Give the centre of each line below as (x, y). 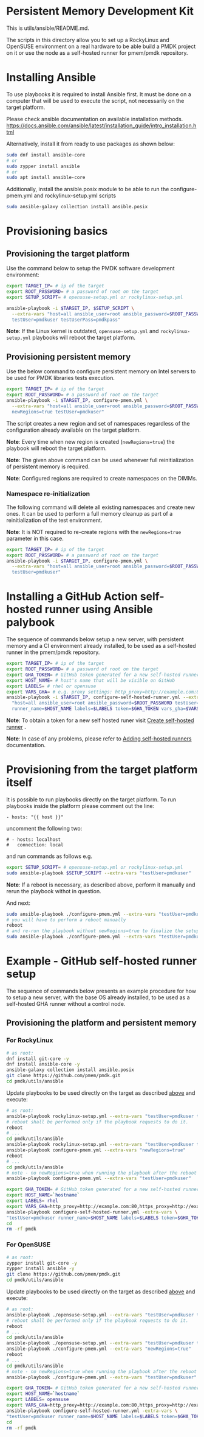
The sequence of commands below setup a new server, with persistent (95, 639)
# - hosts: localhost (34, 839)
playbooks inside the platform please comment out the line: (80, 806)
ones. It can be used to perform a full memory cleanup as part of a (90, 513)
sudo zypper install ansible (43, 166)
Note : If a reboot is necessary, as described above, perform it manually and (101, 885)
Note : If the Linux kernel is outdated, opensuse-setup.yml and (83, 331)
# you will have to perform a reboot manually (66, 920)
